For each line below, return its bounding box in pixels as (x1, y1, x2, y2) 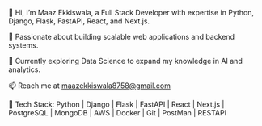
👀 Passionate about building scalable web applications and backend (8, 32, 235, 41)
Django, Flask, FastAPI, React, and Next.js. (8, 16, 150, 26)
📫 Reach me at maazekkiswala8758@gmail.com (8, 81, 171, 90)
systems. (8, 40, 39, 50)
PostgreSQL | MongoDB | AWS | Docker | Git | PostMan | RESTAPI (8, 108, 227, 117)
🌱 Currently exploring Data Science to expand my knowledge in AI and (8, 57, 243, 65)
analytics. (8, 65, 40, 74)
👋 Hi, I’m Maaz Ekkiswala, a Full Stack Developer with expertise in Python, (8, 8, 255, 17)
